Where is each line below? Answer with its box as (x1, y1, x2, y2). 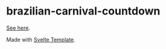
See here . (6, 24, 30, 31)
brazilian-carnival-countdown (6, 4, 161, 18)
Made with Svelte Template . (6, 36, 75, 43)
